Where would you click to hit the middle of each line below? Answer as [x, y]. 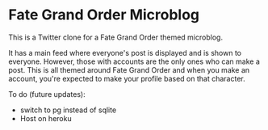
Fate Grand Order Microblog [104, 15]
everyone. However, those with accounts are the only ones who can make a [134, 61]
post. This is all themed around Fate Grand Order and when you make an [129, 69]
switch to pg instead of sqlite [68, 110]
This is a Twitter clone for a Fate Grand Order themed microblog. [116, 37]
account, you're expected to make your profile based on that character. [127, 78]
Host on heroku [46, 118]
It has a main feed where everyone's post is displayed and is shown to [125, 52]
